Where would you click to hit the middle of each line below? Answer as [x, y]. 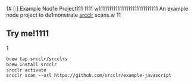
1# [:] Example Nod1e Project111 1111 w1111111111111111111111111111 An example [97, 9]
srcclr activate [26, 70]
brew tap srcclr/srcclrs [37, 59]
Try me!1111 [28, 34]
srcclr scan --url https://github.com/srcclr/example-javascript [89, 76]
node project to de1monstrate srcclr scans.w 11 [63, 15]
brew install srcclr [32, 64]
